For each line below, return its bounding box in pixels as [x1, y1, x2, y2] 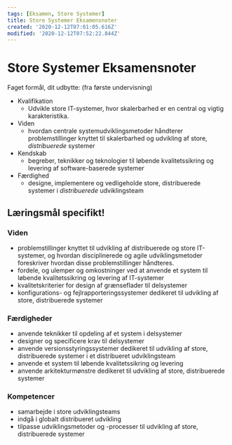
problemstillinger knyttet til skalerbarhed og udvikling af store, [27, 134, 208, 142]
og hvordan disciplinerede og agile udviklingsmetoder [47, 251, 203, 260]
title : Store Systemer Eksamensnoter [7, 17, 118, 24]
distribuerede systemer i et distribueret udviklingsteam [17, 352, 176, 360]
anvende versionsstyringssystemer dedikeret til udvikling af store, [17, 345, 208, 353]
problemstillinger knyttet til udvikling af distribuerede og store [17, 244, 196, 252]
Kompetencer [7, 392, 55, 401]
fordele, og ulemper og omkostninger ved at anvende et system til [17, 266, 208, 274]
